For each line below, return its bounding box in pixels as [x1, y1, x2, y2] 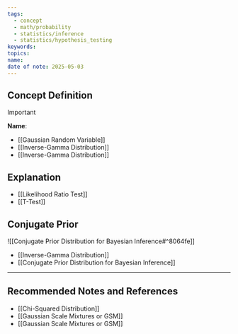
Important [7, 108, 36, 117]
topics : [7, 50, 30, 57]
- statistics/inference [13, 30, 84, 38]
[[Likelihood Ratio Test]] [17, 190, 88, 199]
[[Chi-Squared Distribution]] [17, 304, 100, 313]
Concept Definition [7, 89, 93, 101]
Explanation [7, 171, 62, 183]
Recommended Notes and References [7, 285, 178, 298]
